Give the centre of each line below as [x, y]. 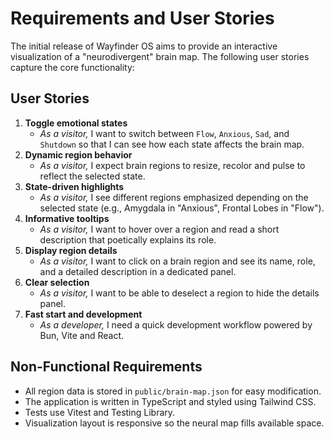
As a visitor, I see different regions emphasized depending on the [174, 197]
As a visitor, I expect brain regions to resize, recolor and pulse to [172, 165]
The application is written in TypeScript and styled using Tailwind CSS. [170, 401]
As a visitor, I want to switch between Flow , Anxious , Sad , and [164, 133]
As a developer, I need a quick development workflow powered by [176, 324]
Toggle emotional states [76, 123]
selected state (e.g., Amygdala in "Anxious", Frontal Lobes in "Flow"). [182, 208]
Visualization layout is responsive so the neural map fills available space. [174, 423]
